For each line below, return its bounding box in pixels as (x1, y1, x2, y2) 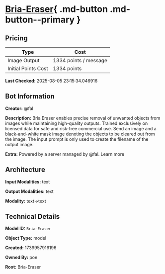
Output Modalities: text (5, 188, 54, 194)
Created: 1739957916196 (5, 245, 57, 251)
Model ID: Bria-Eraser (5, 225, 51, 232)
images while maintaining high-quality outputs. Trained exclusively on (5, 120, 148, 126)
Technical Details (5, 212, 60, 221)
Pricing (5, 34, 28, 42)
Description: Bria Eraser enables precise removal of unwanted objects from (5, 115, 161, 121)
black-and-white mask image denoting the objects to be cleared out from (5, 131, 155, 137)
